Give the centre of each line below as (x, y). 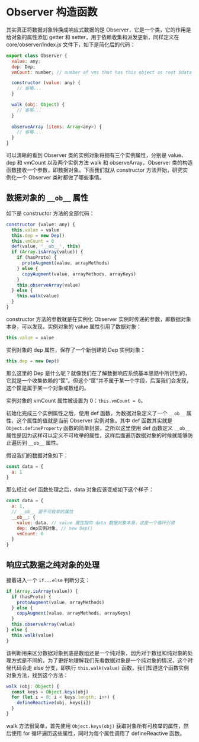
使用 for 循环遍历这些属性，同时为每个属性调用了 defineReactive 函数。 (98, 733)
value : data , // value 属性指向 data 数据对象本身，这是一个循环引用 (96, 523)
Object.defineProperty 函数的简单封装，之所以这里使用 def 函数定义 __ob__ (98, 428)
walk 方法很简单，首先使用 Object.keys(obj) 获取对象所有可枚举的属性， (95, 725)
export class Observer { (37, 56)
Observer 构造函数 (52, 12)
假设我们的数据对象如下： (37, 455)
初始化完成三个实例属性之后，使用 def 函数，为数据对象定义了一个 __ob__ (96, 413)
